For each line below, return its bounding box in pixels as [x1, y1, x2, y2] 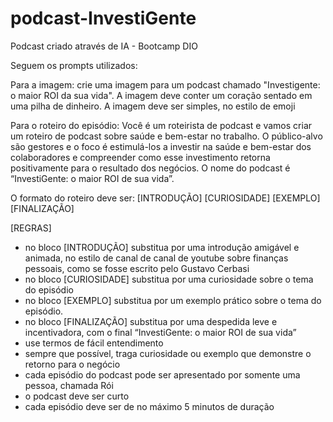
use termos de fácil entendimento [24, 337, 164, 349]
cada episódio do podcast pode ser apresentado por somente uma [24, 368, 301, 381]
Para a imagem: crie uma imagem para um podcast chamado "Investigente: [10, 78, 321, 91]
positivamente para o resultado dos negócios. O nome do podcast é [10, 162, 291, 174]
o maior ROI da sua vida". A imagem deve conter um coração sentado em [10, 89, 313, 101]
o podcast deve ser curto [24, 390, 130, 402]
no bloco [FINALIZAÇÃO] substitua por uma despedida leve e [24, 315, 278, 327]
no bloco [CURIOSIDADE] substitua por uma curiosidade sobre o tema [24, 273, 314, 285]
